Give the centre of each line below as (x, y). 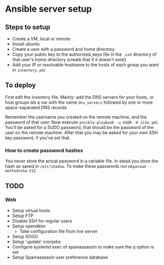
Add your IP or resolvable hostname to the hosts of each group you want (85, 65)
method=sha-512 (21, 171)
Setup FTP (23, 216)
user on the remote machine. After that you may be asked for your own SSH (82, 132)
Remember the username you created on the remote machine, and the (76, 117)
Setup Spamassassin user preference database (60, 257)
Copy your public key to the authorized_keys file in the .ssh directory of (84, 54)
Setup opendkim (29, 226)
